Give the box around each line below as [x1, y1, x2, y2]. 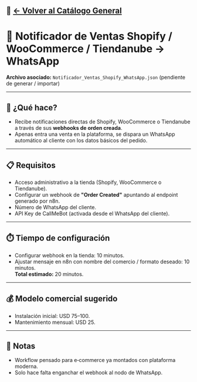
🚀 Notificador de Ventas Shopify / [6, 29, 173, 43]
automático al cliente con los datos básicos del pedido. [14, 137, 148, 144]
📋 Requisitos [6, 160, 56, 170]
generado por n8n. [14, 197, 60, 205]
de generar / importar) [6, 80, 60, 87]
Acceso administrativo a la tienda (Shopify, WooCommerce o [14, 179, 162, 186]
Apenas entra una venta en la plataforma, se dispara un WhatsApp [14, 130, 175, 138]
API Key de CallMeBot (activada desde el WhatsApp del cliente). [14, 210, 170, 217]
